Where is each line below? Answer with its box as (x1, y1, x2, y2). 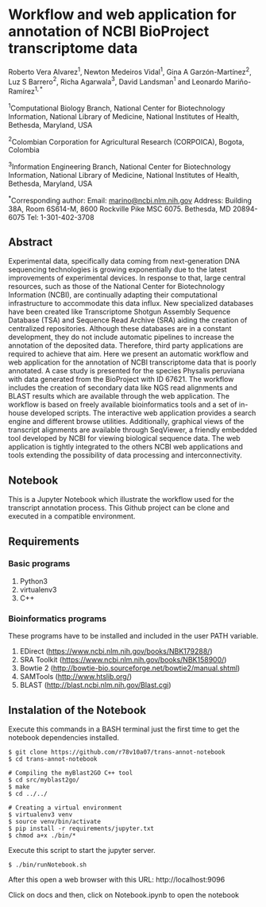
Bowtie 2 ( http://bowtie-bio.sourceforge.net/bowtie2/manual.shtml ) (19, 663, 241, 673)
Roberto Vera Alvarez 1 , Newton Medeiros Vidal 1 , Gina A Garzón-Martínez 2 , (8, 65, 252, 76)
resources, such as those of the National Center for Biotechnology (8, 282, 225, 291)
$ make (8, 782, 30, 791)
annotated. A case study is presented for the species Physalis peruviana (8, 366, 245, 376)
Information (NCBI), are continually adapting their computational (8, 290, 218, 299)
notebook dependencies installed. (8, 732, 119, 742)
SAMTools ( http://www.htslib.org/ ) (19, 672, 133, 681)
